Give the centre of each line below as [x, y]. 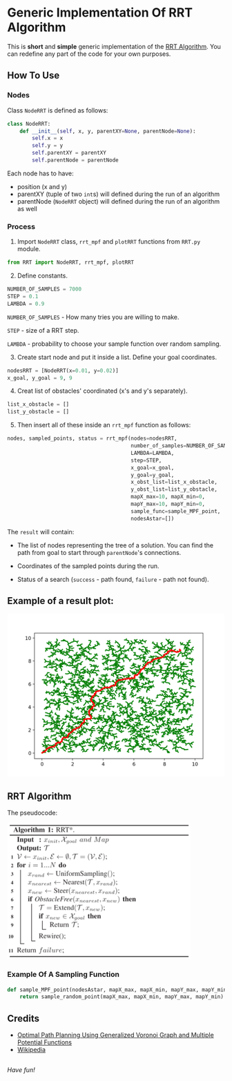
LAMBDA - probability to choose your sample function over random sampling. [114, 344]
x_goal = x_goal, [153, 467]
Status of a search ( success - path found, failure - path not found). [113, 579]
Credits [23, 1019]
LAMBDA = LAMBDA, [153, 453]
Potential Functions [45, 1042]
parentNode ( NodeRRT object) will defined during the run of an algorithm [118, 201]
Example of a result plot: [60, 601]
